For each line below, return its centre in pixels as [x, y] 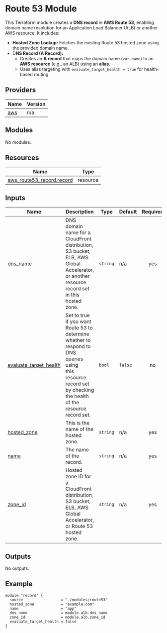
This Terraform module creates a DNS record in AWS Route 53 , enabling [80, 22]
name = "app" [43, 608]
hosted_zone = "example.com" [52, 604]
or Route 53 [79, 527]
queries [74, 359]
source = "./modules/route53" [59, 600]
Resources [22, 158]
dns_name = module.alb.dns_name [59, 613]
